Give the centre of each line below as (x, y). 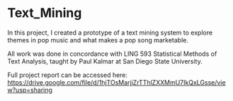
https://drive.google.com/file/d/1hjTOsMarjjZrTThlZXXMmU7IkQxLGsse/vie (116, 82)
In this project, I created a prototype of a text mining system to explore (110, 32)
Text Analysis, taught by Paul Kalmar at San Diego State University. (105, 61)
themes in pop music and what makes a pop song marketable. (98, 40)
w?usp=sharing (30, 90)
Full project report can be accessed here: (68, 75)
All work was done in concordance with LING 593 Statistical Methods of (112, 54)
